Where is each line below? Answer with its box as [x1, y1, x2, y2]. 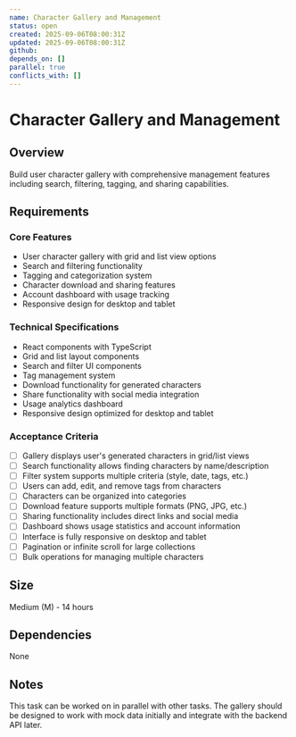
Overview [9, 145, 65, 161]
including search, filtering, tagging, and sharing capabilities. [9, 178, 229, 188]
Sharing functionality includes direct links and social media [21, 511, 239, 522]
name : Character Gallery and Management [9, 13, 162, 22]
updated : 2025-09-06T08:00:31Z [9, 38, 126, 47]
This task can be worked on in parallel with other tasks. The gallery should [9, 700, 283, 711]
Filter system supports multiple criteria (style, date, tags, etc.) [21, 471, 249, 482]
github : [9, 46, 38, 55]
